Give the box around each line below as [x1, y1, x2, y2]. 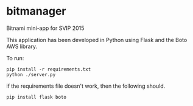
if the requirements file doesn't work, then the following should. [6, 82, 166, 90]
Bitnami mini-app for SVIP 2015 [6, 24, 85, 32]
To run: [6, 54, 24, 62]
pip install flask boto [6, 94, 67, 100]
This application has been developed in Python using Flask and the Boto [6, 36, 188, 43]
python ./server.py [6, 71, 56, 77]
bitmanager [6, 4, 66, 18]
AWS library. [6, 43, 38, 50]
